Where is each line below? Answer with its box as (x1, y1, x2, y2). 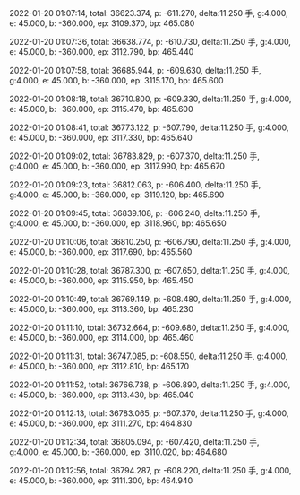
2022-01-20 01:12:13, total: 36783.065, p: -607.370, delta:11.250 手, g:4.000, (9, 408, 289, 419)
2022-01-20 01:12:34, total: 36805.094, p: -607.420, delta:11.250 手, (9, 437, 260, 447)
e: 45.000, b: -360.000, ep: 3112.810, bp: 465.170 (9, 361, 190, 371)
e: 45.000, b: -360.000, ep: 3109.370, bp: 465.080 (9, 18, 195, 29)
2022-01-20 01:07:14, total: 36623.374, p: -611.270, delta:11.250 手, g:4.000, (9, 8, 288, 18)
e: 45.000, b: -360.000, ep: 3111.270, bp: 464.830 (9, 418, 193, 429)
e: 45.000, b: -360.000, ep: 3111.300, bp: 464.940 (9, 475, 193, 486)
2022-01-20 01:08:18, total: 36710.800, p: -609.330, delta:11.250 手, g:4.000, (9, 93, 292, 104)
